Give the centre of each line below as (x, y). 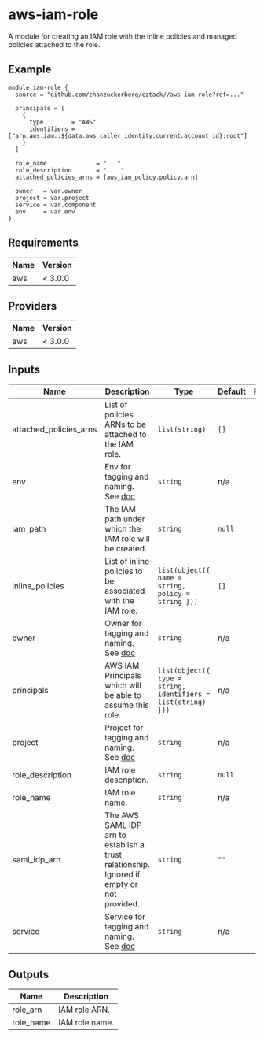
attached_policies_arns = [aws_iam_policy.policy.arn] (107, 177)
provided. (122, 904)
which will (123, 685)
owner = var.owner (49, 191)
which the (123, 529)
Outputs (29, 974)
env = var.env (46, 211)
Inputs (24, 369)
